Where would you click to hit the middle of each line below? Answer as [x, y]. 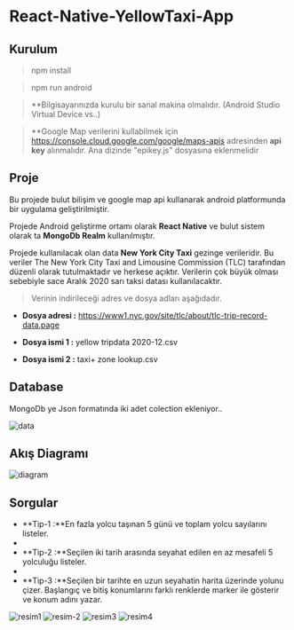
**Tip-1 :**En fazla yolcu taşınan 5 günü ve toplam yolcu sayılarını [144, 524]
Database [36, 387]
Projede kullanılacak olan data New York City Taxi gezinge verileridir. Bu [142, 252]
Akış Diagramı [49, 454]
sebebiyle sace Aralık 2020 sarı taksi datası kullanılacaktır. [116, 280]
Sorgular [34, 503]
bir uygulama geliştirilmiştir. [59, 209]
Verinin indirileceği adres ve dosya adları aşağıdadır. [126, 298]
